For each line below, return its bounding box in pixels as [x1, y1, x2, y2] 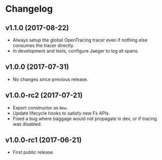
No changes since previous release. [12, 76, 88, 82]
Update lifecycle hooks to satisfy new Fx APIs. [12, 110, 110, 116]
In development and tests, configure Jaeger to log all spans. [12, 48, 139, 54]
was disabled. [12, 121, 42, 127]
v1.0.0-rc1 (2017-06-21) [5, 136, 82, 145]
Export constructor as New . [12, 104, 68, 110]
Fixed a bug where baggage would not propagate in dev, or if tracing [12, 116, 157, 122]
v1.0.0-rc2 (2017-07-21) [5, 91, 83, 100]
